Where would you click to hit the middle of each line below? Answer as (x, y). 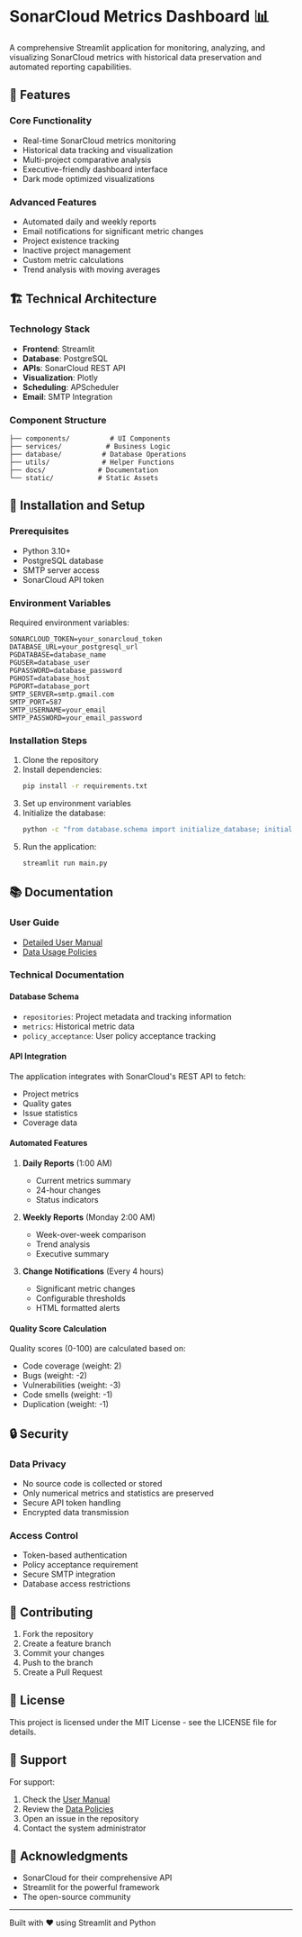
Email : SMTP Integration (67, 396)
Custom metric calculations (73, 259)
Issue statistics (50, 1113)
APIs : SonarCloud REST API (74, 368)
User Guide (35, 923)
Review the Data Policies (68, 1809)
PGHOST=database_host (50, 678)
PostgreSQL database (63, 560)
